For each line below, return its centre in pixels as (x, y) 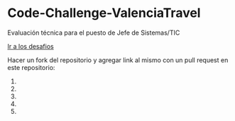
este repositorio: (31, 67)
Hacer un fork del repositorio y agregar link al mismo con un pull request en (118, 60)
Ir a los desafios (31, 46)
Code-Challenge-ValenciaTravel (104, 13)
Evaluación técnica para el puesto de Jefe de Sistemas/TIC (94, 33)
